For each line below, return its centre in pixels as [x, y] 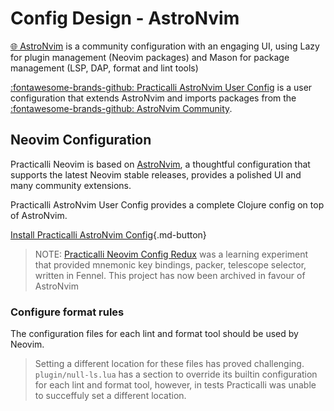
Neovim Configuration [81, 140]
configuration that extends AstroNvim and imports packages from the [153, 98]
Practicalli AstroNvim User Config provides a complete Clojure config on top [167, 204]
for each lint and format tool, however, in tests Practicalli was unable [175, 385]
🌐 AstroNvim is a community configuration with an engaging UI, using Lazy [165, 46]
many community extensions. [71, 185]
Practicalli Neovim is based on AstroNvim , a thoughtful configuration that [160, 164]
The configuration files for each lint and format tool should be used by [154, 334]
